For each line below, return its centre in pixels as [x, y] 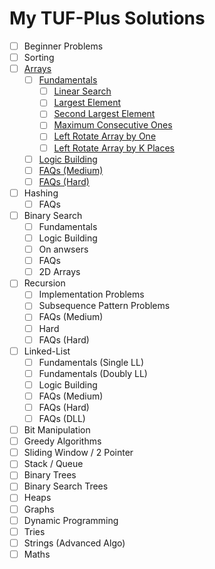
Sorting [39, 57]
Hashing [41, 193]
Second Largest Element [104, 114]
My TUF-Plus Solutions [107, 18]
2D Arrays [59, 272]
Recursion [44, 283]
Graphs [39, 509]
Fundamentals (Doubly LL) [93, 373]
